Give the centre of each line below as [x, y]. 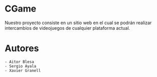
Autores [22, 49]
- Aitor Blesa [20, 62]
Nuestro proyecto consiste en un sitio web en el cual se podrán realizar [78, 23]
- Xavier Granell [23, 70]
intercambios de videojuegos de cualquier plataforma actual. [67, 28]
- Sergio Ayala [21, 66]
